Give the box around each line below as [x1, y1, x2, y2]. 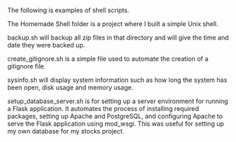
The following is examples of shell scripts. [7, 6, 129, 14]
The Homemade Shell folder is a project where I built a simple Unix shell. [7, 20, 218, 28]
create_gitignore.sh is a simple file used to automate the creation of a [7, 54, 208, 63]
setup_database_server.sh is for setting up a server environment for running [7, 97, 228, 105]
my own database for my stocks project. [7, 127, 125, 135]
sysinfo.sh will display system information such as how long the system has [7, 76, 228, 84]
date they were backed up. [7, 41, 85, 49]
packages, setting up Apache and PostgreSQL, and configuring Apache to [7, 112, 223, 120]
